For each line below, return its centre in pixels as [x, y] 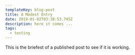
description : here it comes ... [39, 24]
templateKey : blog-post [30, 10]
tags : [11, 28]
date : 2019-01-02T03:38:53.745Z [39, 19]
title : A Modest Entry [29, 14]
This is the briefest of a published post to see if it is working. [68, 47]
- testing [20, 33]
